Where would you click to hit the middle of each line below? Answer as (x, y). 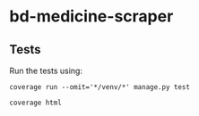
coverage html (36, 103)
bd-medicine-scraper (91, 17)
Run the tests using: (46, 70)
